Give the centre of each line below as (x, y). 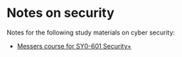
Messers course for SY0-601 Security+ (74, 46)
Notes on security (60, 13)
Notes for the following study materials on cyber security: (91, 32)
